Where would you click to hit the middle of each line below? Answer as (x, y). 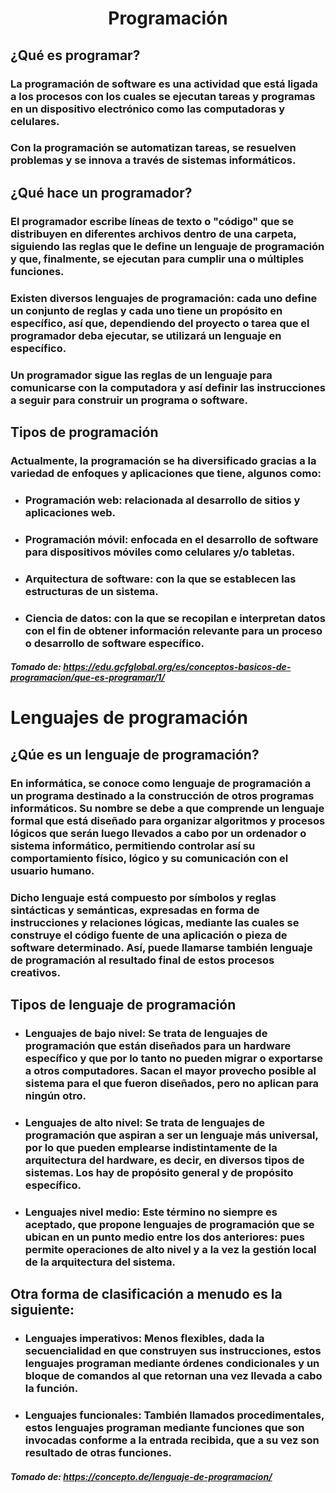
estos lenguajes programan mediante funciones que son (164, 1427)
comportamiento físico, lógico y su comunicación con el (149, 858)
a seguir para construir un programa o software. (129, 400)
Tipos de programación (84, 432)
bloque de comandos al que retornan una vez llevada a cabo (173, 1376)
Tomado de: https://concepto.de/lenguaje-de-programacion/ (141, 1476)
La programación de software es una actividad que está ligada (164, 84)
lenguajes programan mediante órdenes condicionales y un (172, 1364)
